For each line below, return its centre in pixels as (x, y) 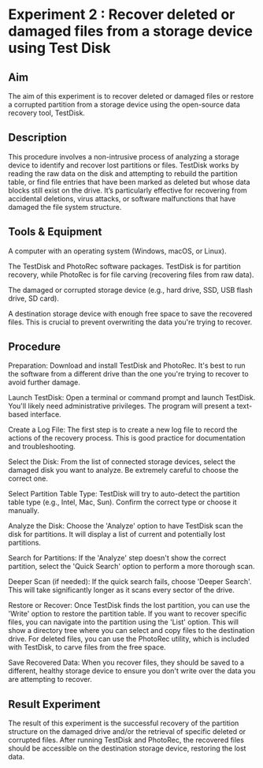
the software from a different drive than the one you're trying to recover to (129, 374)
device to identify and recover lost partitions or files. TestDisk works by (124, 165)
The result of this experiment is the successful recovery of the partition (124, 723)
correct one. (28, 478)
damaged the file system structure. (65, 207)
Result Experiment (54, 704)
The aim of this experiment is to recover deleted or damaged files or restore (131, 96)
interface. (46, 414)
